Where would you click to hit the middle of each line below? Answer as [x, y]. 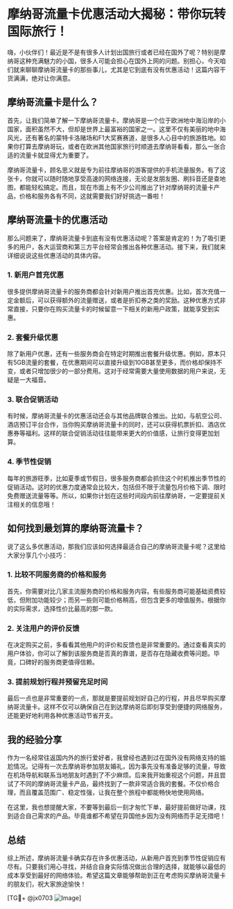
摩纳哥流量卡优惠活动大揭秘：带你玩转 [117, 14]
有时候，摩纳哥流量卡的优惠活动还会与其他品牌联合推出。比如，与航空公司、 [116, 416]
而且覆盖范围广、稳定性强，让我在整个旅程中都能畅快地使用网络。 [113, 792]
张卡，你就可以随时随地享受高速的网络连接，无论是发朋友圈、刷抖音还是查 [113, 179]
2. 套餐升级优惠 [33, 337]
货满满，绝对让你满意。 [41, 78]
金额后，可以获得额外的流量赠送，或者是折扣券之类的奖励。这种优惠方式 [116, 300]
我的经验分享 [35, 740]
